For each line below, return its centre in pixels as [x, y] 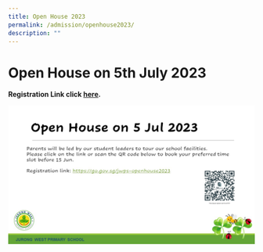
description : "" [34, 33]
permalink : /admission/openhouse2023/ [71, 25]
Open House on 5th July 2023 [107, 72]
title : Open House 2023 [47, 16]
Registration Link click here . [54, 95]
